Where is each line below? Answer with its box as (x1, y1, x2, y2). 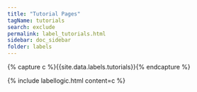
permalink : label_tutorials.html (7, 30, 106, 38)
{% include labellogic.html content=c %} (7, 76, 126, 85)
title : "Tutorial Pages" (7, 10, 81, 18)
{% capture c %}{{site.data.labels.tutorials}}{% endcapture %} (7, 63, 191, 71)
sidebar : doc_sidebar (7, 37, 72, 44)
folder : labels (7, 43, 52, 50)
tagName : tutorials (7, 17, 65, 24)
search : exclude (7, 23, 55, 30)
